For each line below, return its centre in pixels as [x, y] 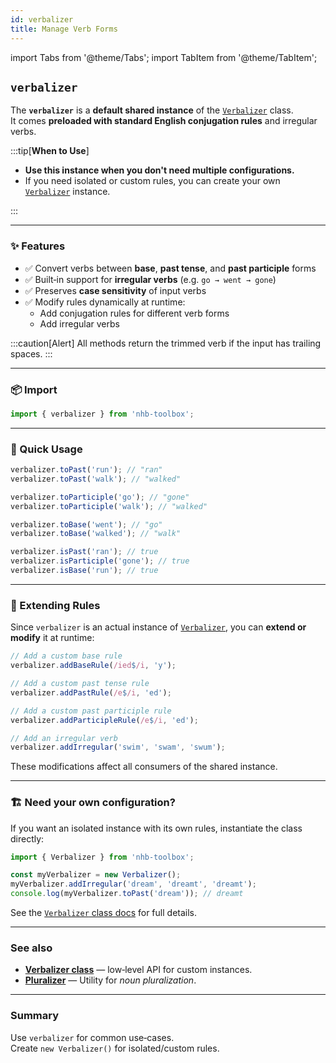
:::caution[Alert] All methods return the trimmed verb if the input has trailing [166, 343]
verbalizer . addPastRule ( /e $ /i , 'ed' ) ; [91, 692]
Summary [35, 1016]
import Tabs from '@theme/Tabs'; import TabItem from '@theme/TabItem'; [164, 57]
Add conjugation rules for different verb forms [134, 313]
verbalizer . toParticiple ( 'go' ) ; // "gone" [100, 497]
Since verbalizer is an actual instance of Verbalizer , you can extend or [158, 627]
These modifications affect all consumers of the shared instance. [144, 767]
